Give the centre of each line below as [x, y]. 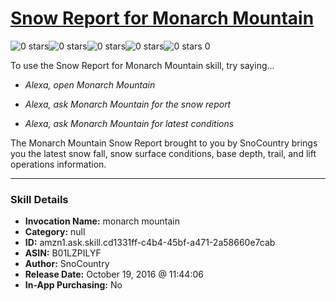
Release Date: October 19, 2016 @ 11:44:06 [114, 274]
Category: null [55, 232]
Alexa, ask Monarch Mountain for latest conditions [129, 123]
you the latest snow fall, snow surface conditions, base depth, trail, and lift [163, 153]
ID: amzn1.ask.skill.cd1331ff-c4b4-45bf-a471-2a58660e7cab [150, 243]
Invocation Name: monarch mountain [102, 221]
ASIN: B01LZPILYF [63, 253]
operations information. [58, 164]
